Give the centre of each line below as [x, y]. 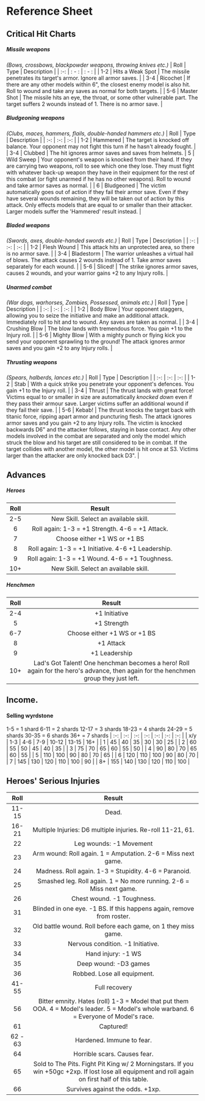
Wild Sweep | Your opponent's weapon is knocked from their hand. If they [99, 159]
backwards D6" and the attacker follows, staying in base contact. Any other [101, 430]
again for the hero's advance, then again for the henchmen [111, 670]
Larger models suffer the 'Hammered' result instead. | [74, 211]
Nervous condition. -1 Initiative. [114, 944]
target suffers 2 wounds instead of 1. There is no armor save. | [85, 104]
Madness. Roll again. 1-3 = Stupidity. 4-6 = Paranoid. [113, 871]
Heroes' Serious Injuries [53, 781]
